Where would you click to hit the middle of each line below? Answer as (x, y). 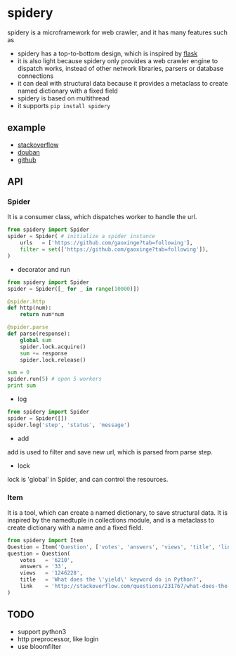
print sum (22, 386)
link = (34, 586)
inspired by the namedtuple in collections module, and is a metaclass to (111, 520)
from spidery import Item (45, 540)
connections (35, 76)
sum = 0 (19, 373)
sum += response (44, 353)
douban (28, 152)
